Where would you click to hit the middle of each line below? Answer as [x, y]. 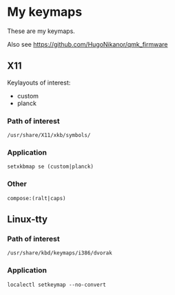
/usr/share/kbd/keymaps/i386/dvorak [60, 253]
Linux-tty [28, 220]
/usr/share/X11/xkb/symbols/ [49, 135]
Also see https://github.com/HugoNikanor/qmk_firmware [87, 44]
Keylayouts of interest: [39, 83]
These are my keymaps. [41, 31]
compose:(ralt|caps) [37, 198]
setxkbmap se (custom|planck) [51, 167]
